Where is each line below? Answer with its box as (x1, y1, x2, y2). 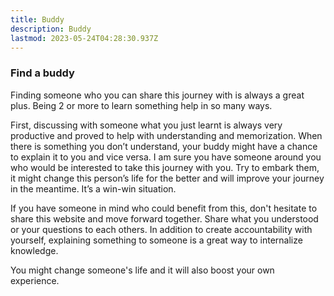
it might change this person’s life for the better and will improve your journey (10, 172, 325, 184)
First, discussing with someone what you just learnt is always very (10, 119, 283, 131)
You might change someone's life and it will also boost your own (10, 264, 275, 276)
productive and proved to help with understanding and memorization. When (10, 129, 323, 141)
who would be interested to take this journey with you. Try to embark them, (10, 161, 320, 173)
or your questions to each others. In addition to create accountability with (10, 223, 313, 235)
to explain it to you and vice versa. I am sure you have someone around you (10, 151, 322, 163)
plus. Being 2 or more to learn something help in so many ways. (10, 99, 273, 111)
